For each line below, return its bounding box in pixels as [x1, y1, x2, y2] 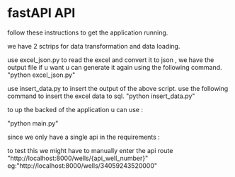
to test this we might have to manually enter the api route [7, 146, 173, 154]
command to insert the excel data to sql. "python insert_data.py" [7, 92, 195, 100]
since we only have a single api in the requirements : [7, 133, 161, 141]
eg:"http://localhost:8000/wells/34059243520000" [7, 161, 158, 170]
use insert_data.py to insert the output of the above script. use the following [7, 84, 229, 92]
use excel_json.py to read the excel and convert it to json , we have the [7, 55, 214, 64]
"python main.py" [7, 118, 59, 128]
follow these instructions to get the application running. [7, 28, 168, 37]
